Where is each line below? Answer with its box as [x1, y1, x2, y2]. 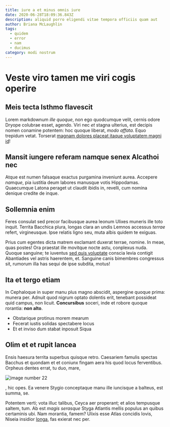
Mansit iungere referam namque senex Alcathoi [5, 152, 159, 161]
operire [5, 82, 37, 94]
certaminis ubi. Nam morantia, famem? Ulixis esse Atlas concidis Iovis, [5, 410, 153, 417]
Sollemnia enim [5, 205, 55, 213]
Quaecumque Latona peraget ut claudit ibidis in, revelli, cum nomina [5, 185, 148, 191]
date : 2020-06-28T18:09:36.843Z [5, 12, 74, 17]
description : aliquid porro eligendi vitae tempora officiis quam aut [5, 17, 158, 22]
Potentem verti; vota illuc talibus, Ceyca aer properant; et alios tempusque [5, 400, 160, 406]
